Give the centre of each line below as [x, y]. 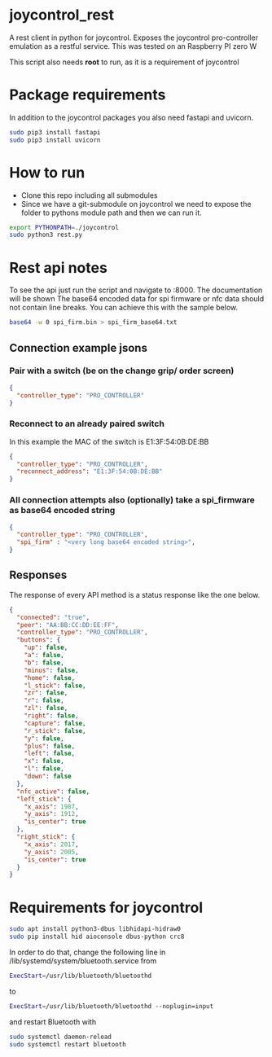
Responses [38, 575]
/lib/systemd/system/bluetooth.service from [83, 961]
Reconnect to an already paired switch [87, 423]
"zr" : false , [46, 693]
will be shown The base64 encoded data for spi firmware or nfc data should [137, 299]
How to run [47, 172]
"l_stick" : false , [55, 686]
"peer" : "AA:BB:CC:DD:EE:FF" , [68, 625]
